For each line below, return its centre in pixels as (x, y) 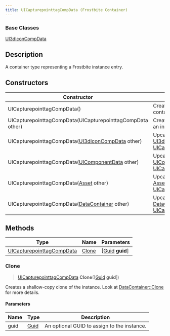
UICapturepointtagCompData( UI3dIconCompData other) (75, 141)
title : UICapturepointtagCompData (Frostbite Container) (67, 10)
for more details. (22, 292)
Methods (20, 228)
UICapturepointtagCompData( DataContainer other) (69, 204)
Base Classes (22, 27)
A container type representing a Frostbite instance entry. (64, 67)
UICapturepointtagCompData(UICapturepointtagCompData (78, 120)
